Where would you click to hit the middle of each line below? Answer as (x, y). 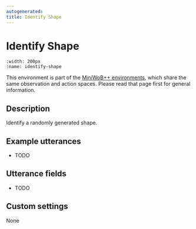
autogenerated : (25, 11)
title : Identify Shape (34, 17)
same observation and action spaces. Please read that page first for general (98, 84)
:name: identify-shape (34, 67)
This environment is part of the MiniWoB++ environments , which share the (96, 78)
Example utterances (44, 141)
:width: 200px (24, 62)
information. (21, 90)
